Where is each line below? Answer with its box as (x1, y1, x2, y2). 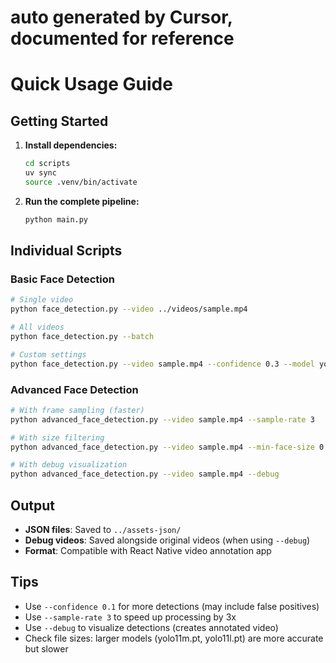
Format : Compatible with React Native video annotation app (24, 544, 272, 556)
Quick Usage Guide (10, 73, 173, 96)
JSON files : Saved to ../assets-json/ (24, 523, 182, 535)
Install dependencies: (24, 139, 118, 151)
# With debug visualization (10, 460, 128, 470)
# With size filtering (10, 432, 105, 443)
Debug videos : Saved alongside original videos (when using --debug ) (24, 534, 311, 546)
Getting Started (10, 112, 109, 130)
